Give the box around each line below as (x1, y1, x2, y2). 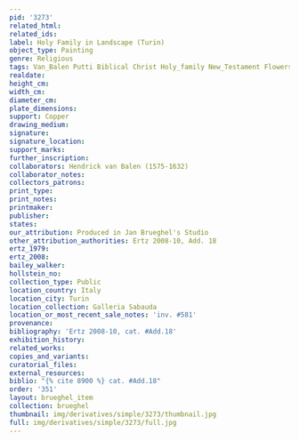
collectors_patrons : (9, 179, 86, 188)
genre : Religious (9, 54, 74, 63)
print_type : (9, 187, 53, 196)
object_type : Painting (9, 46, 93, 55)
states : (9, 220, 38, 229)
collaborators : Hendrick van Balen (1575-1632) (9, 162, 190, 171)
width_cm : (9, 87, 46, 96)
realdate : (9, 71, 46, 80)
